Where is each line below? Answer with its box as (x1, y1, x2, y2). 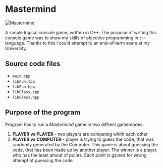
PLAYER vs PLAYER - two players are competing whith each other (12, 131, 148, 137)
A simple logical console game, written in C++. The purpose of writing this (5, 29, 157, 35)
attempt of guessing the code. (12, 157, 74, 163)
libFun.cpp (12, 79, 35, 84)
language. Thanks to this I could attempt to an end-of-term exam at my (5, 40, 150, 46)
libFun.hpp (12, 84, 35, 89)
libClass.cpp (12, 89, 40, 95)
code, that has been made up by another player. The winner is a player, (12, 147, 158, 153)
